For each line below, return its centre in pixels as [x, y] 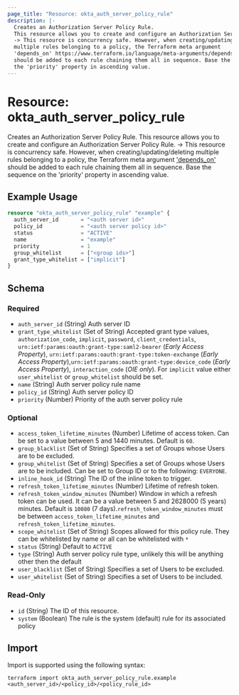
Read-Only [27, 596]
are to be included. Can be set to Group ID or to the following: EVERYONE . [122, 471]
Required [23, 308]
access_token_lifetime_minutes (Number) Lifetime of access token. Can [123, 433]
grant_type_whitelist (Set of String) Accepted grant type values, [113, 331]
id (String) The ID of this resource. [68, 610]
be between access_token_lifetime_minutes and [89, 517]
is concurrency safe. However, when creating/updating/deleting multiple [113, 152]
